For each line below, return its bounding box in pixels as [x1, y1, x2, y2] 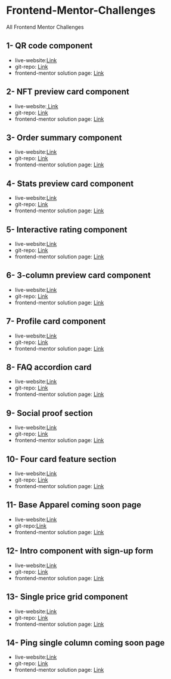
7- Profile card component [6, 316, 106, 327]
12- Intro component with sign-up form [6, 546, 154, 556]
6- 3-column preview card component [6, 270, 151, 281]
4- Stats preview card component [6, 178, 134, 188]
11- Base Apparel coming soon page [6, 500, 142, 510]
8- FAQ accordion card [6, 363, 92, 373]
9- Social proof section [6, 408, 94, 418]
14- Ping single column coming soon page [6, 638, 165, 648]
